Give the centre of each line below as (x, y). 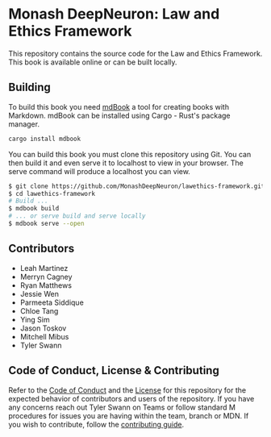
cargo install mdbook (45, 139)
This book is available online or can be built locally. (93, 62)
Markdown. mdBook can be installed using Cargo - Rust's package (119, 115)
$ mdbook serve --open (46, 223)
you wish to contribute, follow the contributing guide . (96, 424)
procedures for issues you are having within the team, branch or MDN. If (129, 415)
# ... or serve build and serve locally (77, 216)
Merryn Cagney (46, 277)
